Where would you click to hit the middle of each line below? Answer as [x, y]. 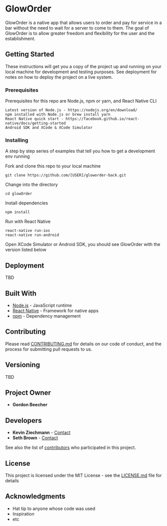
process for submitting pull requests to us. [49, 349]
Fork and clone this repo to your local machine [53, 166]
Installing [17, 140]
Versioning [22, 365]
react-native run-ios [28, 231]
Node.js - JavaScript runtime [42, 305]
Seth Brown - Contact [35, 438]
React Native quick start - [34, 119]
